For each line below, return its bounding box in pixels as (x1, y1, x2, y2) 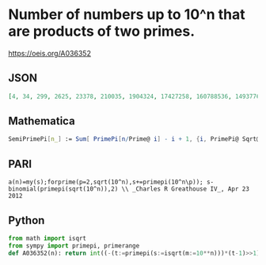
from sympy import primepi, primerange (8, 241, 140, 250)
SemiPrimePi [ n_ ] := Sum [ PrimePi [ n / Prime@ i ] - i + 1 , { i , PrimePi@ (8, 135, 239, 143)
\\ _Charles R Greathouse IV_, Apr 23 (121, 185, 249, 193)
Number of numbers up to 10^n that (8, 6, 245, 24)
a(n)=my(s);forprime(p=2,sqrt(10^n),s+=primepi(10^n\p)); (8, 178, 203, 187)
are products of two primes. (8, 22, 196, 40)
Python (8, 214, 45, 227)
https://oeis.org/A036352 (8, 48, 91, 58)
